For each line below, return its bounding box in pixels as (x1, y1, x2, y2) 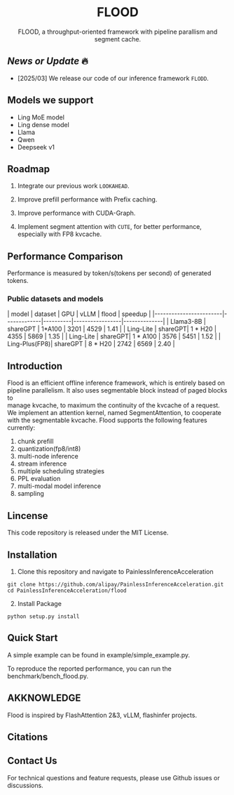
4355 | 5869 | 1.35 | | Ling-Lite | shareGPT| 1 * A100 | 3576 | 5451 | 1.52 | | (7, 332, 221, 341)
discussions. (7, 781, 43, 789)
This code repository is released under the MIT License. (7, 528, 169, 537)
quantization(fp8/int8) (17, 445, 81, 453)
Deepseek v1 (17, 143, 55, 151)
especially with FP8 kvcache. (17, 230, 102, 239)
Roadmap (7, 163, 50, 175)
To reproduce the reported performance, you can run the (7, 664, 172, 673)
